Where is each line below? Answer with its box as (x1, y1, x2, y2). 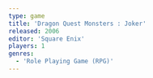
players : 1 (8, 42, 45, 50)
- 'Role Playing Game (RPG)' (15, 58, 114, 66)
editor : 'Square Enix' (8, 34, 85, 43)
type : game (8, 11, 45, 20)
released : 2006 (8, 27, 60, 35)
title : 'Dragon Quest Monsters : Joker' (8, 19, 147, 28)
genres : (8, 50, 35, 58)
